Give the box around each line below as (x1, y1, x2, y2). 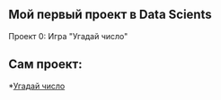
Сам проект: (8, 57, 83, 72)
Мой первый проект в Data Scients (8, 7, 212, 22)
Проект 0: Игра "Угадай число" (8, 30, 128, 41)
